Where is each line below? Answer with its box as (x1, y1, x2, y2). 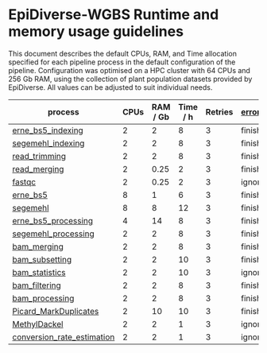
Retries (205, 106, 234, 117)
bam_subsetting (12, 254, 72, 265)
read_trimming (12, 150, 66, 161)
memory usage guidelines (8, 22, 184, 41)
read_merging (12, 163, 64, 174)
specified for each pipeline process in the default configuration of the (8, 57, 236, 67)
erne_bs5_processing (12, 215, 94, 226)
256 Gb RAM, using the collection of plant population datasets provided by (8, 74, 253, 83)
